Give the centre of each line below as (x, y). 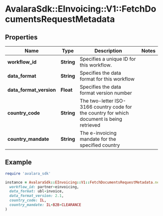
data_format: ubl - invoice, (37, 191)
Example (18, 162)
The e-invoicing (98, 133)
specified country (100, 145)
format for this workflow (107, 79)
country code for (113, 107)
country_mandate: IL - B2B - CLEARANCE (45, 205)
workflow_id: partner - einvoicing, (44, 187)
